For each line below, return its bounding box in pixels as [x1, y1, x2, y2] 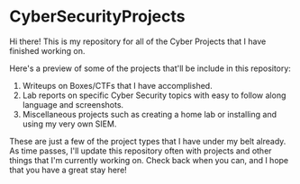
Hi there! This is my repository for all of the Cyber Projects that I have [9, 36, 267, 47]
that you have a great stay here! [9, 164, 128, 175]
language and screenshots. [22, 99, 124, 110]
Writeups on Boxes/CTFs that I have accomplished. [22, 80, 214, 91]
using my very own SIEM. [22, 118, 117, 129]
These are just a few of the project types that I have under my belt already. [9, 136, 286, 146]
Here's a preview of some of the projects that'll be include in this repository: [9, 63, 291, 74]
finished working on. [9, 45, 86, 56]
